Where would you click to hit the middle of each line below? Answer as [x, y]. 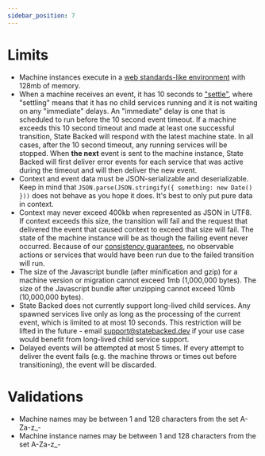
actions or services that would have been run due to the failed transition [136, 255]
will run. [32, 263]
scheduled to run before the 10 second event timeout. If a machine [128, 119]
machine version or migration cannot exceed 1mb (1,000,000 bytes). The [138, 280]
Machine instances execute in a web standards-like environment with [132, 77]
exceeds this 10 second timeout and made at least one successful [127, 127]
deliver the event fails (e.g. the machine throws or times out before [128, 356]
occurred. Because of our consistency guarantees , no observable [127, 246]
